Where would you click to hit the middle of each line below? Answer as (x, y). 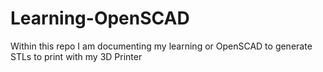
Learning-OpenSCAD (100, 18)
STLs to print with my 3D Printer (76, 56)
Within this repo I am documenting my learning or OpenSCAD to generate (161, 46)
